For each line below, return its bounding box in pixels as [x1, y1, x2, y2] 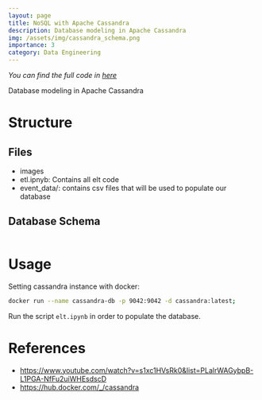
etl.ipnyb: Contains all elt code [19, 175, 119, 184]
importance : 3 [8, 41, 56, 49]
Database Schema [8, 215, 101, 228]
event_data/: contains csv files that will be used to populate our [19, 184, 227, 192]
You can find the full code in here [8, 71, 118, 80]
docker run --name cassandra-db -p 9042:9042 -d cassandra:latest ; [8, 297, 237, 305]
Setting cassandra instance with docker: [8, 282, 141, 291]
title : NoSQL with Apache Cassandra [8, 19, 129, 27]
